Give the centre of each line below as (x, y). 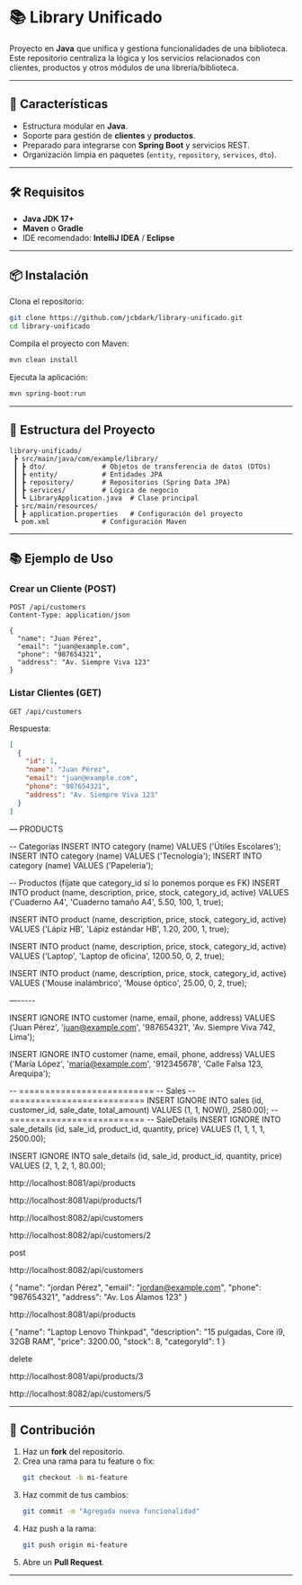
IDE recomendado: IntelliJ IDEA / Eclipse (98, 237)
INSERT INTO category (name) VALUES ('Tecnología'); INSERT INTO (136, 856)
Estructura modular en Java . (75, 126)
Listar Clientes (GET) (55, 693)
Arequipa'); (30, 1073)
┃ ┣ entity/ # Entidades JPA (88, 474)
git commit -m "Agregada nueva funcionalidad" (111, 1511)
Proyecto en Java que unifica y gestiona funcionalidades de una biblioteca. (149, 48)
